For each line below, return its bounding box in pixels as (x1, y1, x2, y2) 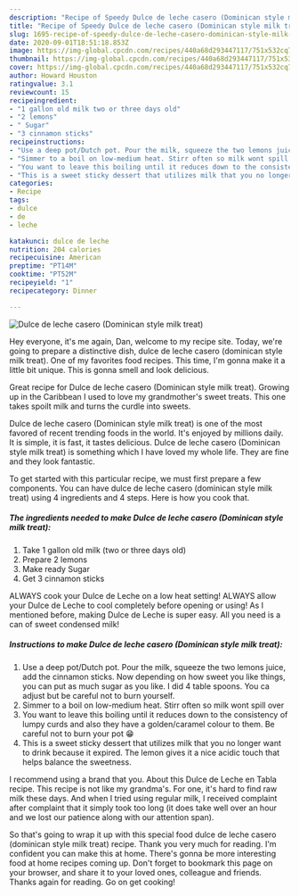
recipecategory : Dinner (9, 286, 98, 295)
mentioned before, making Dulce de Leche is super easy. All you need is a (9, 609, 281, 620)
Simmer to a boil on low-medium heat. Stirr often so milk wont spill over (21, 700, 285, 710)
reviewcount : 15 (9, 87, 69, 96)
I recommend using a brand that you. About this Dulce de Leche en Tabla (9, 774, 278, 784)
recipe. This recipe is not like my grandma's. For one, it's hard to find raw (9, 783, 278, 794)
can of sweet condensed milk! (9, 618, 120, 629)
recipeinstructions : (9, 137, 86, 146)
